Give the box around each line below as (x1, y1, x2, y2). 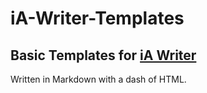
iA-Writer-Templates (10, 7, 185, 30)
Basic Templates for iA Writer (10, 47, 197, 64)
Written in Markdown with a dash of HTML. (10, 73, 187, 85)
